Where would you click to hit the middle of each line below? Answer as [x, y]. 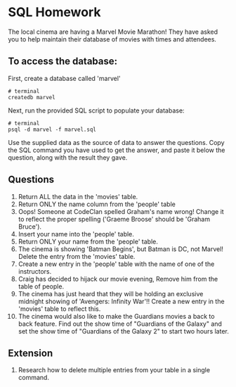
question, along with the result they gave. [68, 157]
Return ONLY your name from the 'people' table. [88, 241]
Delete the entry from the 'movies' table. [77, 256]
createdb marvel [32, 97]
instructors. [35, 271]
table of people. [41, 286]
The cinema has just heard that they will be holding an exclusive [111, 293]
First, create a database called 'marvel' [65, 78]
